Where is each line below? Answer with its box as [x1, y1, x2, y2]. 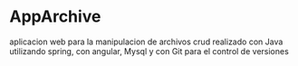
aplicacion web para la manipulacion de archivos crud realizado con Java [9, 36, 284, 47]
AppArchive [9, 6, 101, 27]
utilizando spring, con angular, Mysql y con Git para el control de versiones [9, 45, 290, 56]
